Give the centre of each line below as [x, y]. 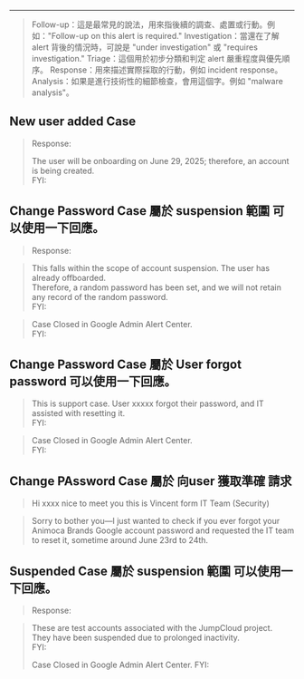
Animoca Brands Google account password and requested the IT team [163, 530]
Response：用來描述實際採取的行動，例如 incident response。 [166, 70]
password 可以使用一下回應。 [93, 382]
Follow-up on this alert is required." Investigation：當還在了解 [165, 36]
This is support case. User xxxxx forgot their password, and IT [147, 403]
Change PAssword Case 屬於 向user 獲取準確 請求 [151, 481]
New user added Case [73, 122]
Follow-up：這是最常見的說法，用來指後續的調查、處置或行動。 [149, 24]
